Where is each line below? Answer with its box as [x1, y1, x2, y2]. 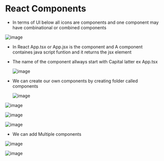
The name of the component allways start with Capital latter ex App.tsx [12, 58, 158, 64]
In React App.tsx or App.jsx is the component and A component [12, 44, 143, 50]
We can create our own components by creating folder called [12, 78, 138, 84]
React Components [5, 3, 86, 14]
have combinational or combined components [12, 24, 107, 30]
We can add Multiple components [12, 131, 82, 137]
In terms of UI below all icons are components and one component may [12, 19, 159, 25]
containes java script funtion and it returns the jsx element [12, 49, 132, 55]
